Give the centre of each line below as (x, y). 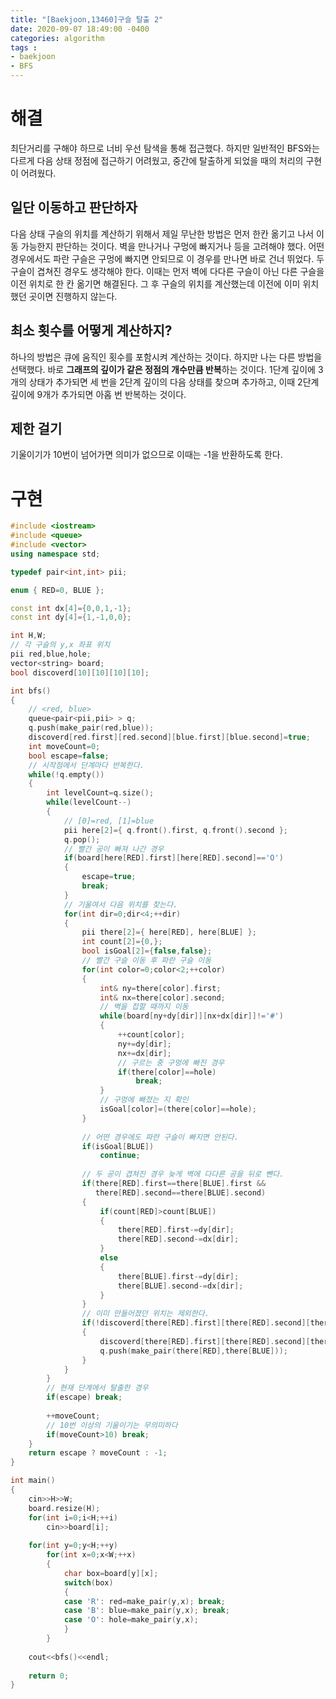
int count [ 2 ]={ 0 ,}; (122, 942)
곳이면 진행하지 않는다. (73, 296)
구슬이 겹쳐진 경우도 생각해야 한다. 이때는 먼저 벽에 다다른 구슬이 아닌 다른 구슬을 (167, 271)
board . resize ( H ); (64, 1508)
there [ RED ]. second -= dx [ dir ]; (178, 1239)
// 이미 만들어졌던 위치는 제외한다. (145, 1314)
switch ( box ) (88, 1582)
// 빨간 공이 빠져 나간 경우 (114, 849)
